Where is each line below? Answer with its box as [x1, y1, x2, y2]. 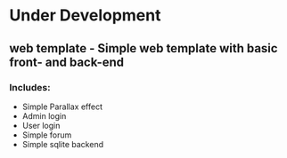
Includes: [9, 81, 51, 93]
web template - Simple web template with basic [9, 41, 278, 56]
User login [21, 120, 61, 130]
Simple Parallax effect [21, 101, 102, 112]
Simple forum [21, 130, 72, 140]
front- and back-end [9, 54, 125, 69]
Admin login [21, 110, 67, 121]
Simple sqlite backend [21, 138, 104, 149]
